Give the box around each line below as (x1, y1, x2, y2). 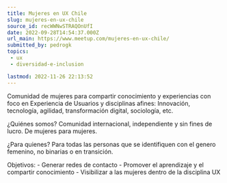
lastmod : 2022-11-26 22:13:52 (7, 73, 94, 80)
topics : (7, 48, 29, 55)
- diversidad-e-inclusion (10, 61, 84, 68)
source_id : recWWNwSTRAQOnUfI (7, 23, 94, 29)
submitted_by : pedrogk (7, 42, 72, 48)
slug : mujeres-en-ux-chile (7, 16, 84, 23)
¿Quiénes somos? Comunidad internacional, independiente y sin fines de (7, 119, 213, 128)
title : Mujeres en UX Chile (7, 10, 88, 17)
